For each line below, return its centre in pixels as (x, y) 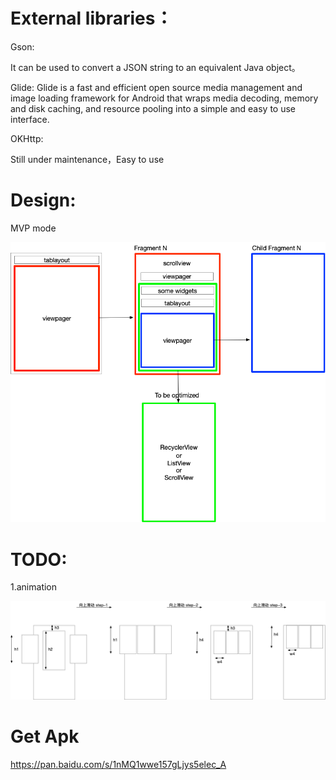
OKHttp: (27, 138)
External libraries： (91, 18)
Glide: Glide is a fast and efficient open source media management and (156, 87)
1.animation (34, 587)
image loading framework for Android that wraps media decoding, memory (164, 98)
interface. (30, 119)
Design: (43, 200)
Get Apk (45, 736)
